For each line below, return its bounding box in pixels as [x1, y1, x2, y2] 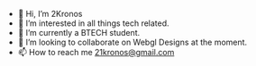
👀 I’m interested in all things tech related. [17, 18, 169, 29]
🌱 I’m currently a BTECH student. [17, 28, 141, 37]
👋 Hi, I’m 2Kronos [17, 9, 83, 19]
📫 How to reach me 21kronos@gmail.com [17, 47, 175, 57]
